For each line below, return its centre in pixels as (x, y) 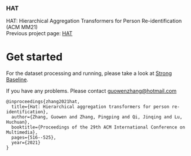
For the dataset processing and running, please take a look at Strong (89, 73)
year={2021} (26, 143)
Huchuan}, (18, 122)
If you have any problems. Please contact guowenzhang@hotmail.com (91, 91)
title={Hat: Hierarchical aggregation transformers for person (90, 107)
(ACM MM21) (22, 27)
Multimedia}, (22, 133)
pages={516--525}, (34, 138)
